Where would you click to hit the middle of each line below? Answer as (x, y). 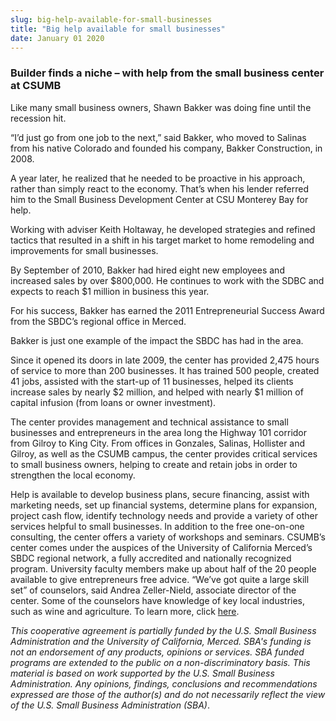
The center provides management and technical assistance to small (149, 422)
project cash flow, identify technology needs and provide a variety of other (164, 515)
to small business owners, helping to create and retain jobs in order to (154, 464)
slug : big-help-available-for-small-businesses (111, 19)
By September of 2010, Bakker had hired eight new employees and (147, 270)
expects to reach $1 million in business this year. (110, 291)
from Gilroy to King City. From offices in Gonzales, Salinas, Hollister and (158, 443)
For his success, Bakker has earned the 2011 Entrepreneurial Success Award (167, 310)
